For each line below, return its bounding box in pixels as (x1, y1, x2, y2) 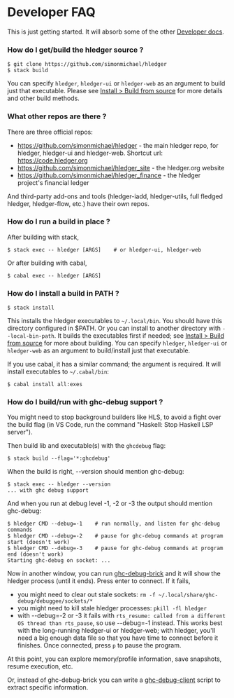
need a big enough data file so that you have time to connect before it (17, 634, 219, 642)
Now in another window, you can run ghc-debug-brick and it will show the (7, 569, 221, 578)
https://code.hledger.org (17, 156, 89, 165)
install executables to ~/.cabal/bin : (7, 367, 110, 376)
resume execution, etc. (7, 662, 73, 671)
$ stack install (7, 304, 54, 312)
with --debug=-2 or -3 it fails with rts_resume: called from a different (17, 611, 226, 620)
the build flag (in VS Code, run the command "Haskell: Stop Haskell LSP (7, 420, 214, 429)
